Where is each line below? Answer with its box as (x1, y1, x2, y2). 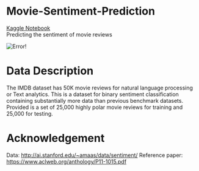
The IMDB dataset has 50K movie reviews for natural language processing (6, 84, 194, 91)
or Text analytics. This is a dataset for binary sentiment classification (6, 90, 179, 98)
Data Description (6, 64, 94, 78)
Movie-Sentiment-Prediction (6, 4, 156, 18)
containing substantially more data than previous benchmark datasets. (6, 97, 184, 104)
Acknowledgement (6, 131, 105, 145)
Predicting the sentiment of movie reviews (6, 30, 113, 38)
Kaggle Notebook (6, 24, 51, 32)
